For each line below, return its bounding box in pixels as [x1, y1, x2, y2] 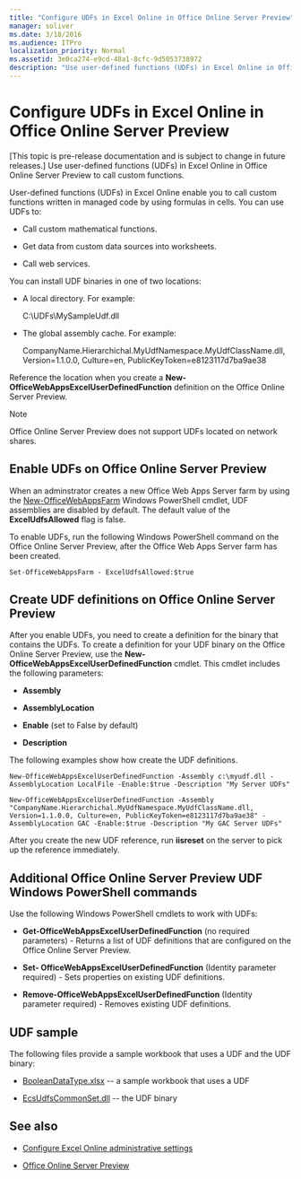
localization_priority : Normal [9, 47, 126, 56]
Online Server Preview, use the [9, 649, 123, 659]
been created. [9, 550, 61, 561]
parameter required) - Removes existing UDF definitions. [21, 999, 231, 1009]
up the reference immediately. [9, 844, 120, 855]
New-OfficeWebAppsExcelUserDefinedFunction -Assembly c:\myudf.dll [9, 773, 267, 782]
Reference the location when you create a [9, 371, 164, 382]
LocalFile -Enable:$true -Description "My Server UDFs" [77, 780, 291, 790]
